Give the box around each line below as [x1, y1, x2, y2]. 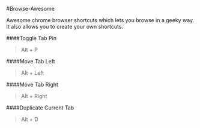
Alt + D [20, 116, 38, 123]
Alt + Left [20, 69, 44, 77]
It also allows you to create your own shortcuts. [6, 23, 124, 30]
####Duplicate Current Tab [6, 104, 74, 111]
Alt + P [20, 46, 38, 53]
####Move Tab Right [6, 81, 59, 88]
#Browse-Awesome [6, 5, 55, 12]
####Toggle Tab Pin [6, 35, 57, 41]
